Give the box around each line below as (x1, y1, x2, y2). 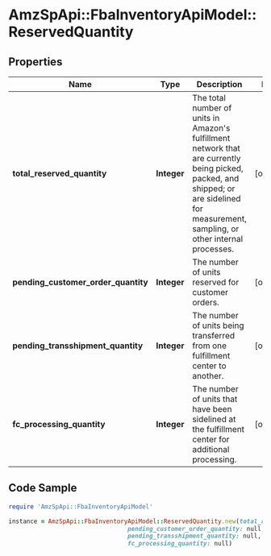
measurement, (192, 214, 248, 224)
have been (192, 404, 232, 414)
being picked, (192, 163, 244, 174)
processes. (192, 243, 235, 255)
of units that (192, 393, 238, 405)
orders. (192, 297, 219, 308)
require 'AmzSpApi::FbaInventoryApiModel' (8, 502, 153, 511)
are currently (192, 153, 241, 164)
